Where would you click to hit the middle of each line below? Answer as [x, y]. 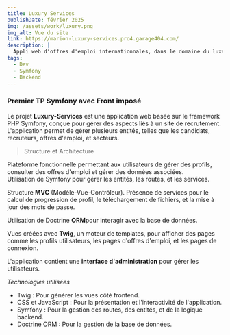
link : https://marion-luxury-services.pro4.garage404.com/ [93, 39]
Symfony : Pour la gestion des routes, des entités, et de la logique [110, 310]
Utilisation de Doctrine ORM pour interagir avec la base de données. [102, 220]
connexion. [23, 248]
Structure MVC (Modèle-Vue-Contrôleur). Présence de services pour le [108, 192]
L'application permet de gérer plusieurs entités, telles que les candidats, [108, 130]
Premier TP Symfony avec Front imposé [74, 101]
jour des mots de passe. [41, 207]
